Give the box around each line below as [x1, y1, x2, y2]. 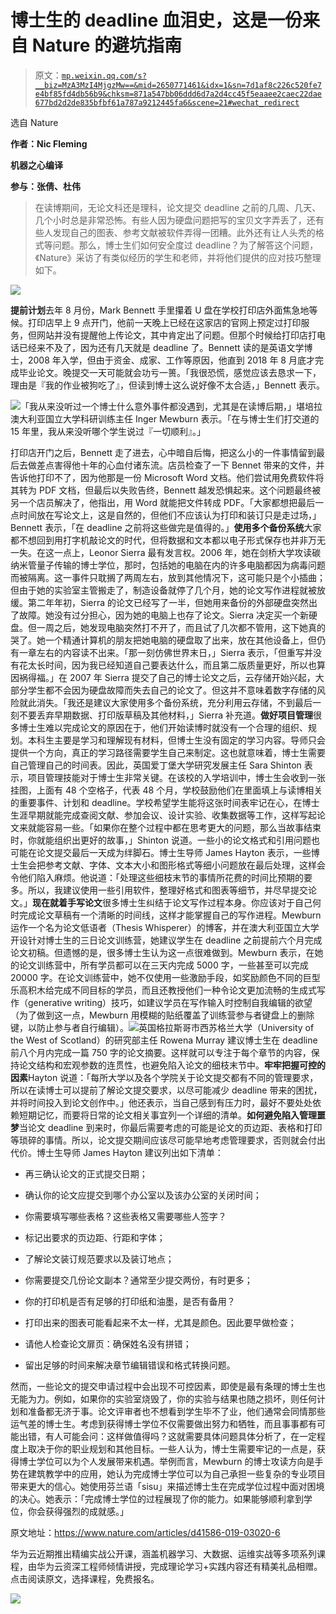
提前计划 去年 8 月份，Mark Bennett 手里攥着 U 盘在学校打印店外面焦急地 [10, 304, 310, 316]
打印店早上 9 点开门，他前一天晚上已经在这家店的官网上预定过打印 [27, 316, 302, 328]
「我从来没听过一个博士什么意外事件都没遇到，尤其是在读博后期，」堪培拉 [20, 400, 323, 412]
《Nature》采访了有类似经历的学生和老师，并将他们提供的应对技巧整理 [34, 251, 322, 263]
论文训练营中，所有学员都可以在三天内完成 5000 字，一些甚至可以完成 [18, 959, 309, 971]
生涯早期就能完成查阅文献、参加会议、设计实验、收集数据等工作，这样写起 [10, 809, 317, 821]
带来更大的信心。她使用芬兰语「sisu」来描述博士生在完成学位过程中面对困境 [10, 1480, 325, 1492]
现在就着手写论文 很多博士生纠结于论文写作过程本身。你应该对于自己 [32, 896, 313, 908]
